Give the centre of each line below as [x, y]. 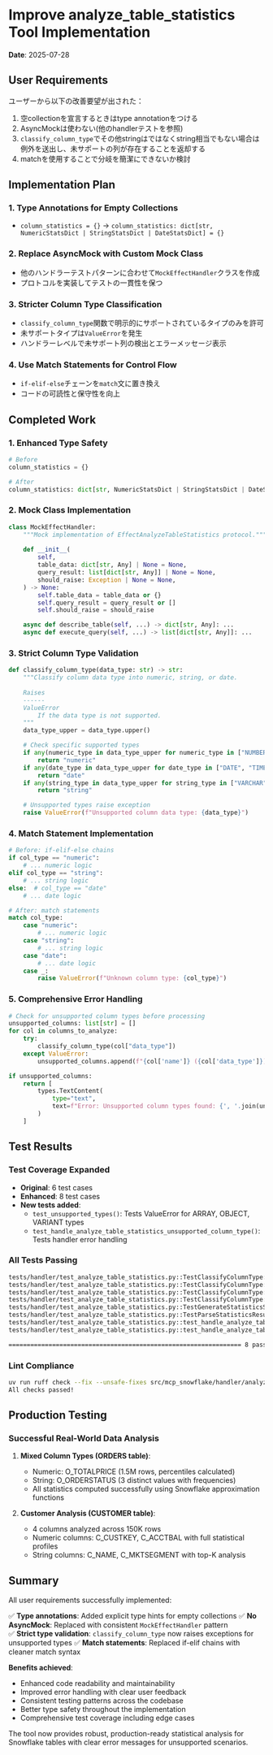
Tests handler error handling [80, 1239]
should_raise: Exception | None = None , [107, 580]
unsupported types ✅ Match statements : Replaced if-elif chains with [124, 1643]
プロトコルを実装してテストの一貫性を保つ [91, 283]
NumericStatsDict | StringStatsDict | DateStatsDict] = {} [122, 233]
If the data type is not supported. [100, 715]
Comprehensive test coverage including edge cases [107, 1718]
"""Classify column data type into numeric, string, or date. [130, 678]
